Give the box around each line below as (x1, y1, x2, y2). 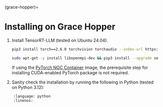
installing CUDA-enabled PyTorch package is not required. (11, 69, 129, 75)
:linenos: (13, 98, 34, 103)
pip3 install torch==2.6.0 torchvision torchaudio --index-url (11, 46, 143, 52)
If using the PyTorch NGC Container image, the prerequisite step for (11, 64, 148, 70)
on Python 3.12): (11, 84, 44, 90)
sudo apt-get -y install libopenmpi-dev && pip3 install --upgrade (11, 56, 152, 61)
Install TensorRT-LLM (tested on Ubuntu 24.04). (11, 37, 108, 43)
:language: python (13, 94, 51, 99)
